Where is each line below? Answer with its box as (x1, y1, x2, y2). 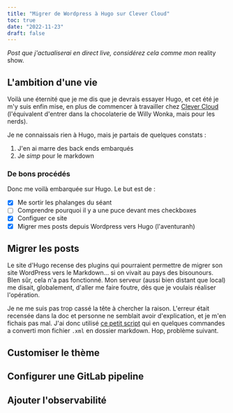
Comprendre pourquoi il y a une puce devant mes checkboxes (17, 206, 197, 215)
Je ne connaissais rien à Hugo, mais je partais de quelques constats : (7, 130, 207, 140)
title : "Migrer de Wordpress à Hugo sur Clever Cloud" (7, 10, 170, 17)
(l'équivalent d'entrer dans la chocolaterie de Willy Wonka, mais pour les (7, 110, 215, 119)
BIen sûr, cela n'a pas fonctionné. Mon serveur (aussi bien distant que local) (7, 276, 226, 285)
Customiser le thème (7, 347, 100, 359)
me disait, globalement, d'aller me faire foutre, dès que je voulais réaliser (7, 283, 216, 292)
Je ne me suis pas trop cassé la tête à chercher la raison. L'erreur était (7, 304, 210, 313)
